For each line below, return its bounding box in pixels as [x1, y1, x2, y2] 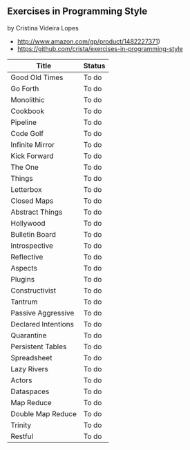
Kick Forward [10, 151, 54, 161]
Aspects [10, 263, 38, 273]
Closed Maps [10, 196, 54, 206]
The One [10, 162, 39, 172]
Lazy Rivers [10, 364, 48, 373]
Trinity [10, 420, 32, 430]
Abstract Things [10, 207, 63, 217]
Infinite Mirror [10, 139, 55, 149]
